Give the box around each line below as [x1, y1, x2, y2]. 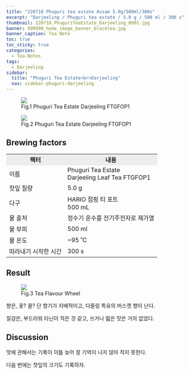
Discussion [6, 332, 49, 342]
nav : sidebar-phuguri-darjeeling [11, 81, 94, 87]
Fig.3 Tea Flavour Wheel [21, 289, 81, 297]
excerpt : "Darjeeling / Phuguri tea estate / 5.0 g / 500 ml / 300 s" [6, 14, 185, 20]
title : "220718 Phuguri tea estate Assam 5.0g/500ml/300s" [6, 8, 156, 15]
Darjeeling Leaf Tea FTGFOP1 [67, 173, 151, 182]
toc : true [6, 36, 31, 42]
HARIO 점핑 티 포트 [67, 195, 119, 203]
